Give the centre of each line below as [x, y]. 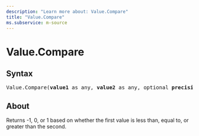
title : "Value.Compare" [36, 17]
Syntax [20, 74]
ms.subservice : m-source [37, 22]
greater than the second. [36, 127]
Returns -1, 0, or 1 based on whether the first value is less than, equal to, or [97, 120]
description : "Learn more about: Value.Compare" [67, 12]
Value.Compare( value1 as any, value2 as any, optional [87, 88]
